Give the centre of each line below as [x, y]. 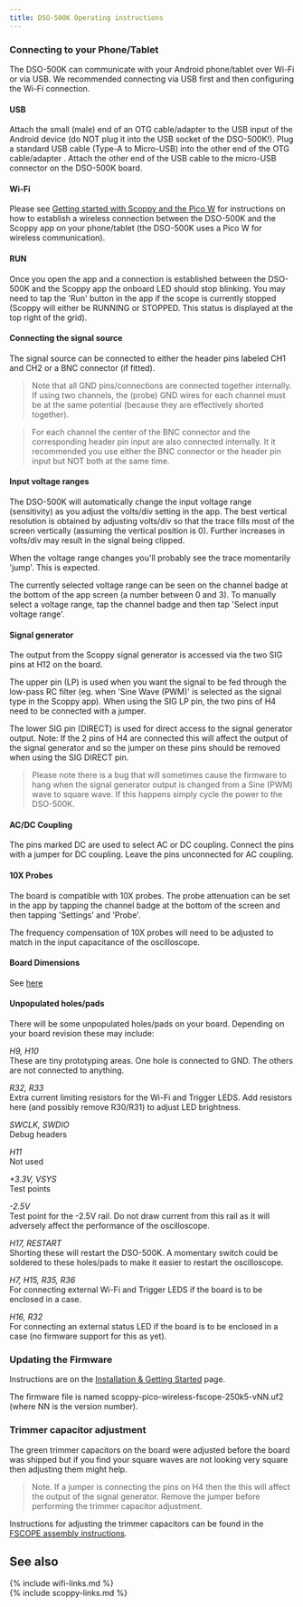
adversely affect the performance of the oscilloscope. [109, 1225]
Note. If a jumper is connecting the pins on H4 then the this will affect [161, 1486]
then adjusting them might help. [69, 1469]
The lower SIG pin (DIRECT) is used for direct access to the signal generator [151, 729]
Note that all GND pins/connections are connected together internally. [161, 385]
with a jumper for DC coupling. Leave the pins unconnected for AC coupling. [151, 854]
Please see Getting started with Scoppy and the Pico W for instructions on [147, 209]
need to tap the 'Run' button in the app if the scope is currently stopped [143, 298]
